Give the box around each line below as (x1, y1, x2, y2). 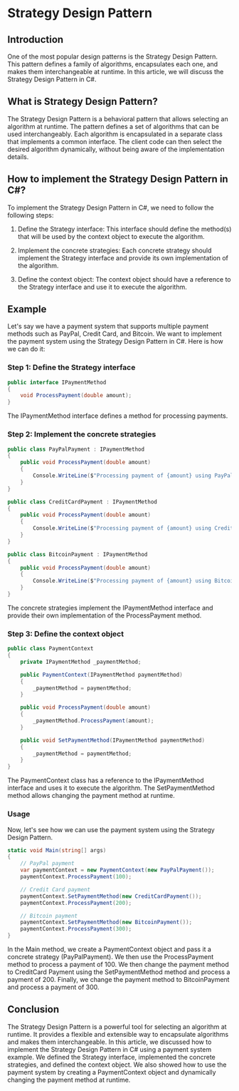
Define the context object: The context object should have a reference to (17, 275, 231, 283)
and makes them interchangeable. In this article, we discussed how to (7, 1038, 212, 1046)
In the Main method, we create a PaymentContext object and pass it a (7, 945, 212, 953)
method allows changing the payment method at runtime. (7, 792, 176, 800)
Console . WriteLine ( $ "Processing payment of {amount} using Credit (33, 525, 234, 532)
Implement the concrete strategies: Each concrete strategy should (17, 246, 212, 255)
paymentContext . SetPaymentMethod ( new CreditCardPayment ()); (20, 893, 202, 900)
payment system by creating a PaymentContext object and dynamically (7, 1067, 216, 1076)
